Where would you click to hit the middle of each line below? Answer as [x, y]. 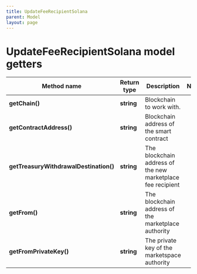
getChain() [24, 103]
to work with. [163, 107]
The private [161, 241]
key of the [159, 248]
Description [163, 86]
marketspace [163, 255]
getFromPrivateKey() [39, 252]
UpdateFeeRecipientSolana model [91, 51]
